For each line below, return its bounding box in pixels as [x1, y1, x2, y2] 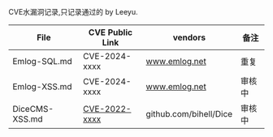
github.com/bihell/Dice [145, 109, 233, 119]
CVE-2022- [82, 104, 132, 114]
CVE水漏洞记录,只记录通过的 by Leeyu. [8, 7, 138, 16]
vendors [172, 32, 206, 43]
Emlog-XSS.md [12, 81, 72, 92]
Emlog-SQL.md [12, 56, 72, 66]
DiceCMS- [12, 104, 54, 114]
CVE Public [88, 27, 132, 38]
